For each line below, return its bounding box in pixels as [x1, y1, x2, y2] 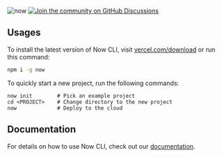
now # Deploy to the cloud [7, 105, 123, 112]
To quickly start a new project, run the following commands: [7, 79, 180, 87]
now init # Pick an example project [7, 92, 136, 99]
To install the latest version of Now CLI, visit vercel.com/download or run [7, 45, 216, 54]
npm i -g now [7, 66, 45, 73]
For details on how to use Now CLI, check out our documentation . [7, 142, 196, 150]
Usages [7, 27, 41, 38]
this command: [7, 52, 50, 61]
